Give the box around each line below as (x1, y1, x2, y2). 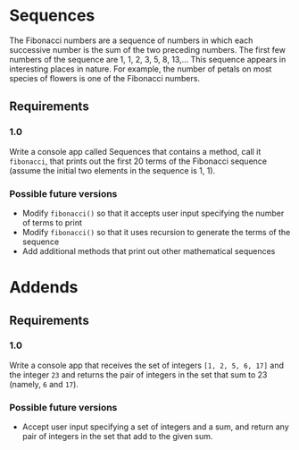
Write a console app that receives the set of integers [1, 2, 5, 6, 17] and (9, 360, 284, 370)
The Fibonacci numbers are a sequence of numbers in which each (9, 35, 253, 46)
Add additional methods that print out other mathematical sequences (21, 245, 276, 256)
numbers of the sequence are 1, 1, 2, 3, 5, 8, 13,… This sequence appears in (9, 54, 287, 64)
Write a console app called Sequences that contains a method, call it (9, 146, 262, 157)
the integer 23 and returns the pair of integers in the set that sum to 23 (9, 369, 268, 380)
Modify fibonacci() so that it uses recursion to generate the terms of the (21, 226, 291, 237)
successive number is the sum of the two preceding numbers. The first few (9, 44, 286, 55)
